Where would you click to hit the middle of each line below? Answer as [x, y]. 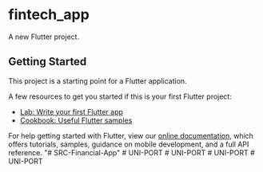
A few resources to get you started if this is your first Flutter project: [120, 96]
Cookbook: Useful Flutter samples [76, 120]
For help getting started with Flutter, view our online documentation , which [131, 135]
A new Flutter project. [44, 37]
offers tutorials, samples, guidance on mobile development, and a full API [129, 144]
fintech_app [49, 15]
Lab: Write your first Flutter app [72, 111]
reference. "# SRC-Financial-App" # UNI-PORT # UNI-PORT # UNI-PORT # [132, 152]
